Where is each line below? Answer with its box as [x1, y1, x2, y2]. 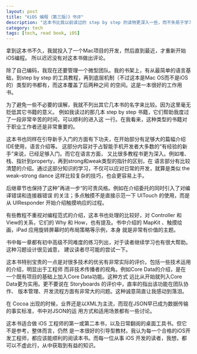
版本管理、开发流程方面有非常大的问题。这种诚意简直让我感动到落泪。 [17, 288, 188, 295]
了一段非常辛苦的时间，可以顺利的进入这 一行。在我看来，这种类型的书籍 [6, 116, 182, 123]
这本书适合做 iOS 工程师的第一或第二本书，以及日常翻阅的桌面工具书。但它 [6, 320, 187, 327]
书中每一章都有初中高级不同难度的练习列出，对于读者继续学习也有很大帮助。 [6, 239, 191, 246]
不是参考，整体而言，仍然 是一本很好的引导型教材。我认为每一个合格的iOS [6, 327, 186, 334]
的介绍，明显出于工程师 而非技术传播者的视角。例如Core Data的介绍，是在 [6, 266, 186, 273]
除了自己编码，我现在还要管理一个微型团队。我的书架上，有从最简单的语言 [6, 67, 186, 74]
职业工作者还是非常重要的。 [11, 123, 78, 130]
